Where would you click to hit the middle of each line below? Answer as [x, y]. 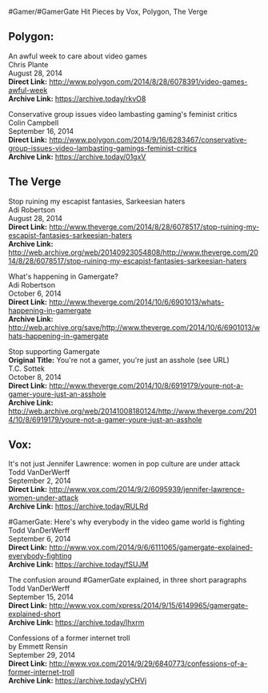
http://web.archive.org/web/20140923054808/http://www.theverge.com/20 [133, 252]
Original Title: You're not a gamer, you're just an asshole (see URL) [119, 360]
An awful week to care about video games [78, 56]
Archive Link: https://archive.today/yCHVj [78, 681]
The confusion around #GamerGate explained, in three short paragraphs [128, 580]
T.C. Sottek [27, 369]
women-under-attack [43, 498]
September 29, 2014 [42, 655]
